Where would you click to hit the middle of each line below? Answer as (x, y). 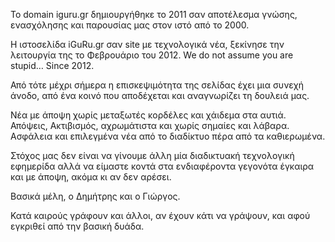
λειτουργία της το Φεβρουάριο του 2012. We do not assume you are (152, 55)
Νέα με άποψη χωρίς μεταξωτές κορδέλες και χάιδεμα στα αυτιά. (148, 115)
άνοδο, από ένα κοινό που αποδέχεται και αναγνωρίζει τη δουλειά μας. (160, 95)
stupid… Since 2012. (52, 65)
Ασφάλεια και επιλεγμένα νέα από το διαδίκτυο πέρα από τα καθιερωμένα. (168, 136)
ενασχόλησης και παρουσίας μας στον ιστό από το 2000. (130, 25)
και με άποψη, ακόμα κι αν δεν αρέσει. (91, 177)
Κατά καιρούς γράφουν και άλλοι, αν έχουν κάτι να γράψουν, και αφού (160, 215)
